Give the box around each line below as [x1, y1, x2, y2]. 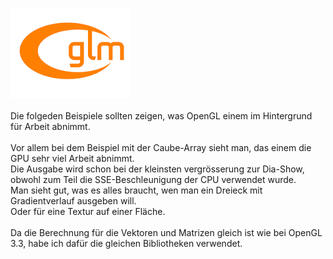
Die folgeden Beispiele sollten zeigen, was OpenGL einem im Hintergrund [10, 110, 313, 122]
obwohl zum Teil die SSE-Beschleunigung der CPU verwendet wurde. [10, 174, 297, 185]
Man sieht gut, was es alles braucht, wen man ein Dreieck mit [10, 184, 263, 196]
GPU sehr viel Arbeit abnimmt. [10, 153, 135, 164]
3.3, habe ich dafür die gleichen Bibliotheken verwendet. [10, 238, 243, 249]
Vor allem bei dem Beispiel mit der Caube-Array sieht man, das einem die [10, 142, 312, 153]
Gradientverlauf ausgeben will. [10, 195, 137, 207]
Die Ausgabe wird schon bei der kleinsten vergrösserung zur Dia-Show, [10, 163, 305, 175]
